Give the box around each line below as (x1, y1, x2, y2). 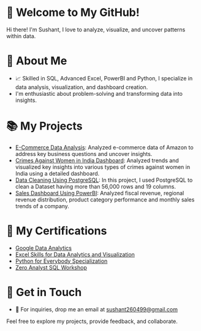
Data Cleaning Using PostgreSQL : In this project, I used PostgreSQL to (15, 176, 193, 184)
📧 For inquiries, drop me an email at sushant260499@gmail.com (15, 305, 178, 313)
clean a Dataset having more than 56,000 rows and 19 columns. (15, 182, 176, 190)
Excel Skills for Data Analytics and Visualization (15, 251, 135, 258)
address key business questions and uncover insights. (15, 150, 153, 157)
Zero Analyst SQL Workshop (15, 263, 87, 271)
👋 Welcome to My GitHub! (6, 6, 140, 20)
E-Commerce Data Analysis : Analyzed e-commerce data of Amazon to (15, 144, 194, 151)
